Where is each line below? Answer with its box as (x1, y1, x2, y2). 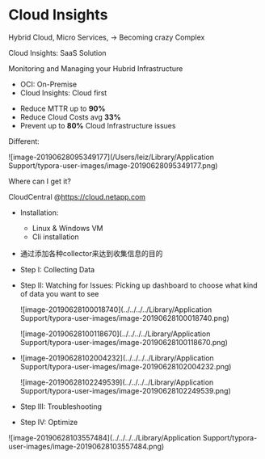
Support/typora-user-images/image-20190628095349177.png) (8, 160, 218, 171)
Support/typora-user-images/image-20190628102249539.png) (19, 385, 232, 395)
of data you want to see (19, 288, 99, 298)
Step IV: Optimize (19, 417, 78, 427)
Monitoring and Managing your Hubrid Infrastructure (8, 63, 183, 74)
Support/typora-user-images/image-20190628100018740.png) (19, 313, 230, 322)
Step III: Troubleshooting (19, 402, 103, 411)
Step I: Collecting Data (19, 264, 95, 274)
